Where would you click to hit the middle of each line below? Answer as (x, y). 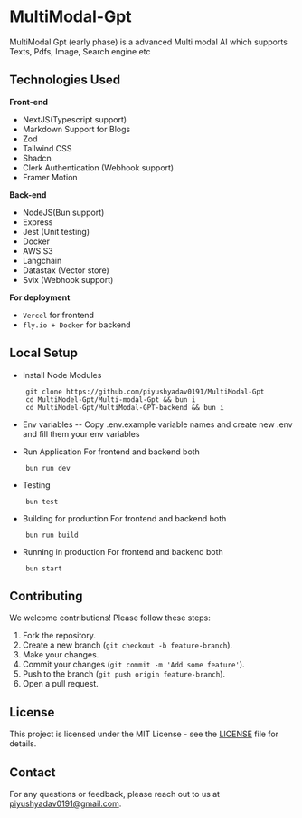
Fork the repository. (59, 636)
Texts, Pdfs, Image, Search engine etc (80, 51)
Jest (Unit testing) (56, 231)
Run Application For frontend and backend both (111, 452)
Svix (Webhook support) (68, 279)
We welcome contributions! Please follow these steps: (110, 618)
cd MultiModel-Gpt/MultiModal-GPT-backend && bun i (125, 407)
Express (38, 222)
